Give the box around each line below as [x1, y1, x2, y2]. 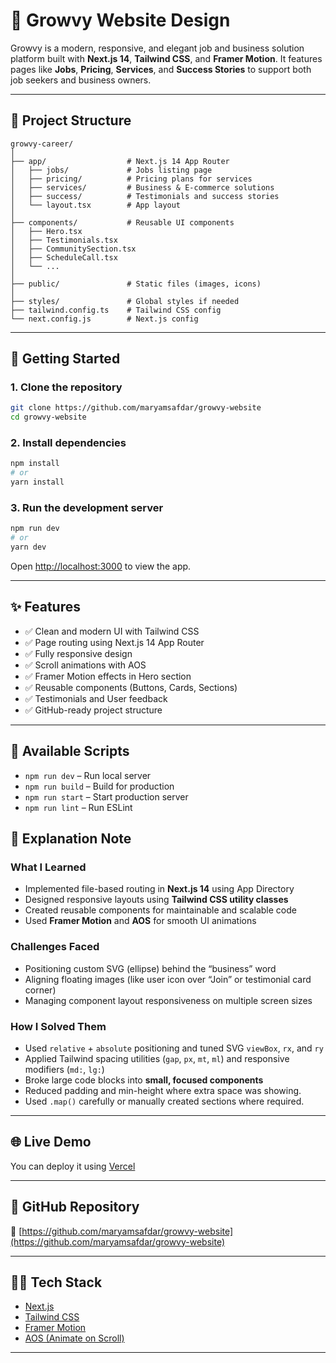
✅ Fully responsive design [24, 647, 133, 659]
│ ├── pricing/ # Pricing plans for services [10, 174, 253, 184]
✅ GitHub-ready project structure [24, 704, 163, 716]
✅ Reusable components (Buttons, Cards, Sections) [24, 681, 238, 693]
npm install [10, 459, 60, 469]
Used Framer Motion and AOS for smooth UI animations [24, 915, 257, 927]
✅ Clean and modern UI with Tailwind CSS [24, 625, 200, 637]
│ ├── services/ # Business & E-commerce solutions [10, 182, 275, 193]
